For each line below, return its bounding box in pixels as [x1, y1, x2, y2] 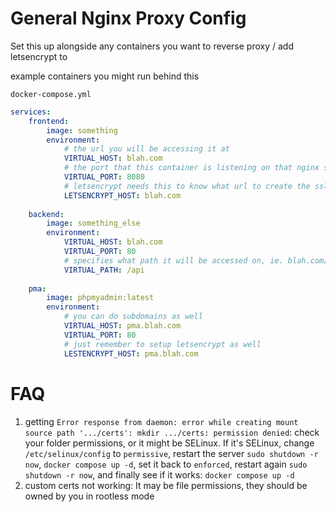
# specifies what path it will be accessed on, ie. [63, 255, 284, 266]
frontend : [28, 116, 70, 126]
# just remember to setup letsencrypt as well [63, 339, 262, 349]
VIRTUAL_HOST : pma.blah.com [63, 321, 182, 331]
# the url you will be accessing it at [63, 144, 230, 154]
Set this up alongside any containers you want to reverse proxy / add [10, 40, 294, 52]
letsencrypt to [10, 50, 68, 62]
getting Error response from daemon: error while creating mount [24, 415, 299, 427]
